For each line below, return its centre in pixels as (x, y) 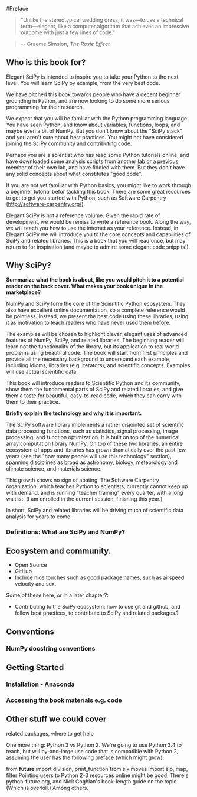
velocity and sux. (35, 584)
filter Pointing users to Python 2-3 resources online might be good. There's (97, 775)
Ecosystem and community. (59, 551)
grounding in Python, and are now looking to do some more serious (88, 100)
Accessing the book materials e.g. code (64, 700)
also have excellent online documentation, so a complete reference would (96, 310)
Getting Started (35, 667)
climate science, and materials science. (54, 468)
